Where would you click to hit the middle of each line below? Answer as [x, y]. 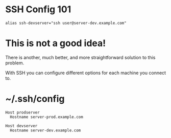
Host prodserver [22, 112]
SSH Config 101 [38, 9]
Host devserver [21, 126]
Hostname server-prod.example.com [46, 117]
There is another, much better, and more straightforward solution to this [80, 57]
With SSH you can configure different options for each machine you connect [86, 73]
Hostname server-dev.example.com [45, 130]
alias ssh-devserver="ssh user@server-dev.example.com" [66, 23]
